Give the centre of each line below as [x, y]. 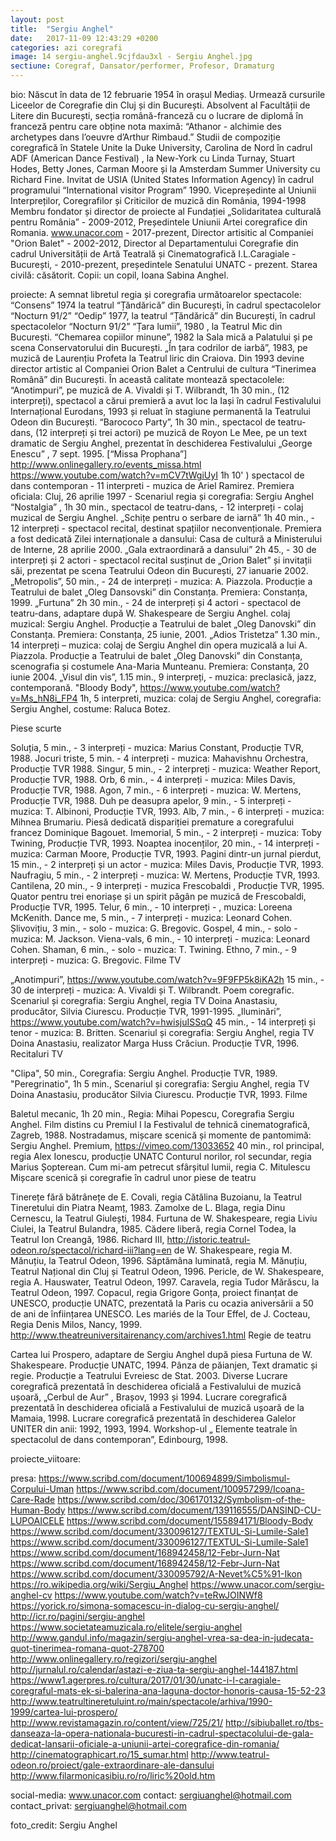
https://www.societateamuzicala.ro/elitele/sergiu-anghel [126, 1627]
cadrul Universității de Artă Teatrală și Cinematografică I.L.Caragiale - [153, 254]
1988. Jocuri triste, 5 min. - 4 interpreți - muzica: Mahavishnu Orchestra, [159, 758]
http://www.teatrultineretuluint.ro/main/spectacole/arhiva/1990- [141, 1701]
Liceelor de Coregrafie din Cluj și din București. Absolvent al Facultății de [160, 105]
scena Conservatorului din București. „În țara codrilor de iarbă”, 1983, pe [159, 347]
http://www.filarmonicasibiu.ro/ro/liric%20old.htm [113, 1775]
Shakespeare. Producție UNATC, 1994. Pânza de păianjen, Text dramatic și [164, 1365]
